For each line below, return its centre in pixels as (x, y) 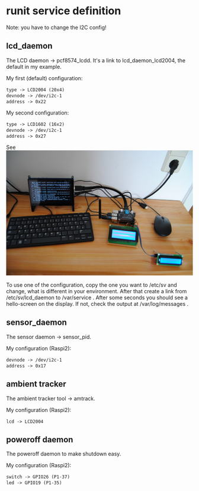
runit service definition (64, 11)
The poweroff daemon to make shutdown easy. (64, 454)
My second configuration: (38, 113)
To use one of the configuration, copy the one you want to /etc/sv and (92, 285)
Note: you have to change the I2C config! (56, 27)
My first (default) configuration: (44, 78)
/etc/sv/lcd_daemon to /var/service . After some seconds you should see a (97, 297)
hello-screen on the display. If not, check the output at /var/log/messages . (97, 303)
